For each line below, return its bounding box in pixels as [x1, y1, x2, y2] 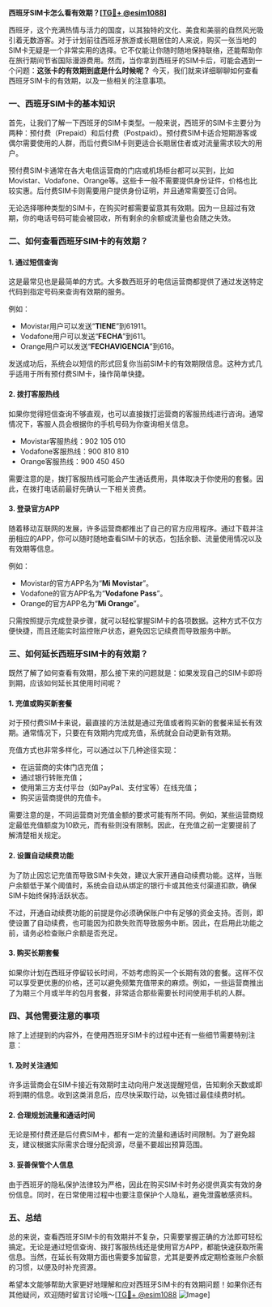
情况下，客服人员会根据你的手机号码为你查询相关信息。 [8, 419, 193, 428]
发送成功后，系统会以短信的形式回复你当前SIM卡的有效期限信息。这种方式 [8, 359, 256, 368]
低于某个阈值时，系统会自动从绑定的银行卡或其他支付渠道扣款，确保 [29, 880, 257, 890]
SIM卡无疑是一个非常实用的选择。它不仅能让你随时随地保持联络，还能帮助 [8, 45, 256, 55]
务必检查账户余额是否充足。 [29, 928, 122, 938]
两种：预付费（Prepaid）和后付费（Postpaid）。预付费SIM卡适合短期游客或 [8, 128, 257, 138]
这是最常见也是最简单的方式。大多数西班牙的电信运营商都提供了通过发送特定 [8, 277, 264, 286]
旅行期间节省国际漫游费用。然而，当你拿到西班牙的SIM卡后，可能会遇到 [15, 56, 256, 65]
